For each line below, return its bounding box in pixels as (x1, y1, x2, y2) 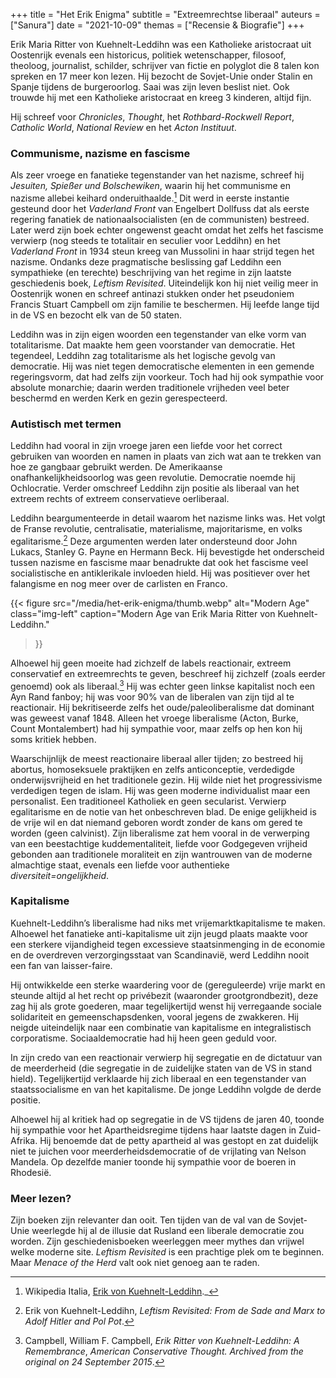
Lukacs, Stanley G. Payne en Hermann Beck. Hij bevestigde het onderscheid (10, 545, 325, 558)
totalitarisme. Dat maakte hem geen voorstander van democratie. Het (10, 339, 296, 351)
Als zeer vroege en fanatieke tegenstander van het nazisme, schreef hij (10, 169, 305, 181)
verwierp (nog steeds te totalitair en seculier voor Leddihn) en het (10, 234, 281, 246)
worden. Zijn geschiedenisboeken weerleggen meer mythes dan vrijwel (10, 1235, 305, 1248)
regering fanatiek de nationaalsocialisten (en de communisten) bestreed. (10, 213, 310, 225)
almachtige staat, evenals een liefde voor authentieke (10, 859, 230, 871)
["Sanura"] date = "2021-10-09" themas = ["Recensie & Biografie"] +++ (10, 19, 305, 31)
